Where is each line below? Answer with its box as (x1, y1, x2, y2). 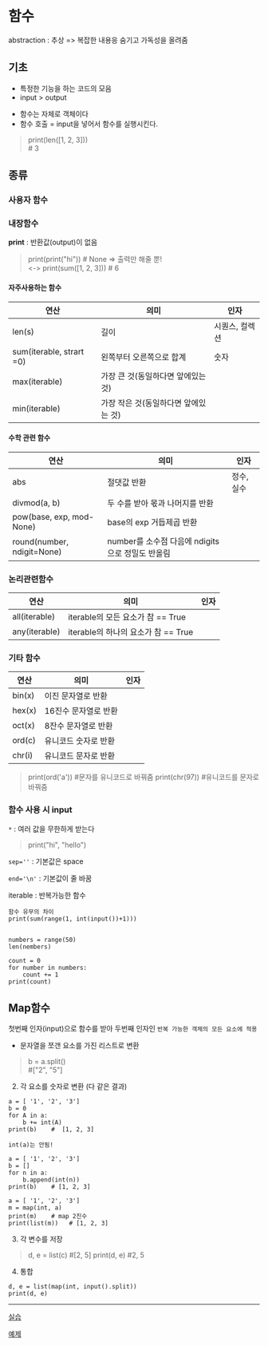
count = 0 (8, 956, 41, 964)
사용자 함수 (8, 195, 49, 206)
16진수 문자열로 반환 (44, 706, 118, 717)
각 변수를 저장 (19, 1234, 63, 1244)
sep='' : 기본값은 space (8, 856, 84, 866)
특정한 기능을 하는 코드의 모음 (19, 83, 112, 93)
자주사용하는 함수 (8, 283, 62, 292)
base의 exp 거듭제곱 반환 (107, 517, 198, 528)
